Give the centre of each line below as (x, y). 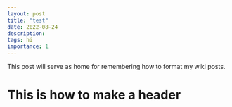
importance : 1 (28, 46)
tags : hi (20, 40)
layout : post (26, 14)
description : (26, 33)
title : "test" (28, 20)
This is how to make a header (94, 95)
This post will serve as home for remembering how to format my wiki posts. (116, 67)
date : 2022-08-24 (33, 27)
